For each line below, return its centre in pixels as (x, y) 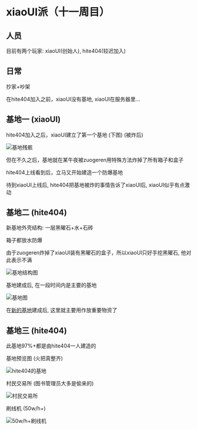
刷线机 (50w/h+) (26, 408)
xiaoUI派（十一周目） (58, 12)
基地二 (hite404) (37, 213)
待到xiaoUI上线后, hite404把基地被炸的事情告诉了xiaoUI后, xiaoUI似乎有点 (96, 185)
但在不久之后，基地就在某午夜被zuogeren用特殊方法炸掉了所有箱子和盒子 (95, 160)
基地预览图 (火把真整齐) (35, 358)
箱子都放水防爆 (24, 240)
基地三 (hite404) (37, 330)
